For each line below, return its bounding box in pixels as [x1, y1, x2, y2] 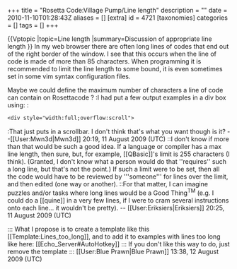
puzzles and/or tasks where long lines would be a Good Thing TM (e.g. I [7, 187, 214, 197]
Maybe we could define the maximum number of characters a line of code [7, 86, 224, 94]
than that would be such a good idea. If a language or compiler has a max [7, 142, 221, 150]
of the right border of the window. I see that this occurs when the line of [7, 49, 217, 58]
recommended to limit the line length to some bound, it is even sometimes [7, 65, 223, 73]
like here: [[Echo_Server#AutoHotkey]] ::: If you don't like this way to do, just [7, 239, 230, 248]
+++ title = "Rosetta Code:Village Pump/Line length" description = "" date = [7, 6, 228, 14]
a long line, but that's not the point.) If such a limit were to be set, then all [7, 165, 220, 173]
